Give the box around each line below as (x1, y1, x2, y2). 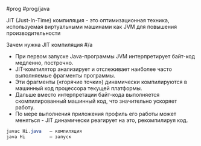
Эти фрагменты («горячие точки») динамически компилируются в (14, 78, 187, 85)
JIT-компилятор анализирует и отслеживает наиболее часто (14, 65, 172, 73)
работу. (14, 104, 35, 111)
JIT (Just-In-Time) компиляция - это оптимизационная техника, (6, 17, 170, 23)
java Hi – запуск (6, 133, 71, 140)
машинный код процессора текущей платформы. (14, 85, 142, 92)
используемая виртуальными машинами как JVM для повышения (6, 23, 177, 30)
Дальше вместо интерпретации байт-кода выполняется (14, 91, 160, 98)
